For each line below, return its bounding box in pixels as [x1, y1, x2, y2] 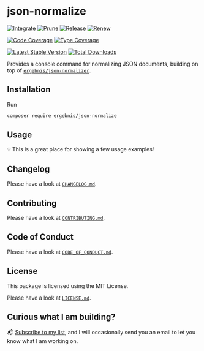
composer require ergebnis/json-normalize [7, 112, 117, 119]
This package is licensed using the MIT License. [7, 282, 129, 289]
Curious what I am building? [7, 312, 116, 322]
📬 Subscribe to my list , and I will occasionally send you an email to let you [7, 328, 195, 336]
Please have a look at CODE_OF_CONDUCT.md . [7, 248, 113, 255]
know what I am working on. [7, 337, 78, 344]
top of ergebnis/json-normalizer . [7, 66, 91, 74]
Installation [7, 85, 51, 95]
